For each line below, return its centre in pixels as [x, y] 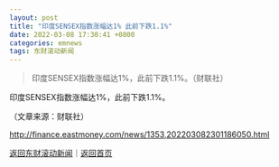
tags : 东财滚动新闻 [42, 51]
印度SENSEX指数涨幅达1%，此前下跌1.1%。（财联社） [130, 79]
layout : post [34, 18]
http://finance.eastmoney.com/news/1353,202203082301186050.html [139, 135]
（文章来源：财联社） [49, 116]
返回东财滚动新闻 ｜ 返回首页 [61, 153]
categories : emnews [46, 43]
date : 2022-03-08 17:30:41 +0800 [72, 34]
